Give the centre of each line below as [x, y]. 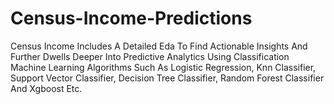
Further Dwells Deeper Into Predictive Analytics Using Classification [150, 56]
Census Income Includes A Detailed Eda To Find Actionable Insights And [159, 46]
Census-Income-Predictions [131, 18]
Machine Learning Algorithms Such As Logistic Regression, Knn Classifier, [163, 67]
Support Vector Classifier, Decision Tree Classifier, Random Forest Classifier [167, 78]
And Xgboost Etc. [46, 88]
